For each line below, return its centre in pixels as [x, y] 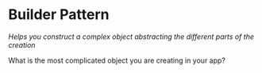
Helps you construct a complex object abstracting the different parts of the [131, 36]
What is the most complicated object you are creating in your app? [117, 60]
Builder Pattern [59, 15]
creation [22, 44]
